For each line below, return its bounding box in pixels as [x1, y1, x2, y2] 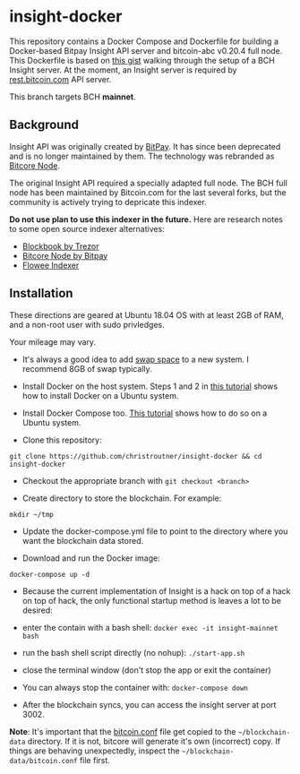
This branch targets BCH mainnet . [9, 91, 136, 102]
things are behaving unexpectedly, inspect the [9, 745, 181, 756]
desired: [21, 605, 54, 615]
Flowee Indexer [21, 260, 80, 271]
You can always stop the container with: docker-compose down [21, 682, 249, 692]
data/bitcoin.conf [9, 756, 78, 765]
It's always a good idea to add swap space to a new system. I [21, 354, 249, 365]
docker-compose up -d [9, 570, 90, 579]
